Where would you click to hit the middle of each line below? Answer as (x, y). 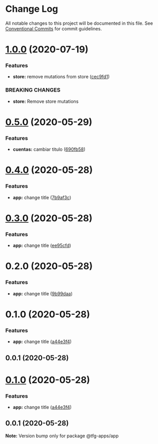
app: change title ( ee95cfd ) (42, 245)
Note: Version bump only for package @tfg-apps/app (62, 436)
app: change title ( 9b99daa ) (43, 293)
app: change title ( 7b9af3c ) (42, 197)
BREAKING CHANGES (33, 90)
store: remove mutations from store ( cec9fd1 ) (61, 77)
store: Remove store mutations (46, 101)
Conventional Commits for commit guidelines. (54, 28)
